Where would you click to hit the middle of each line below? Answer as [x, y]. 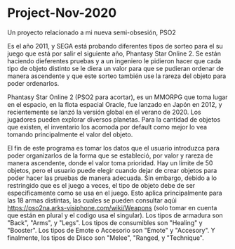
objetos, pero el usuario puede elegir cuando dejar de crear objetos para [112, 170]
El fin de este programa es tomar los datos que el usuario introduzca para [113, 148]
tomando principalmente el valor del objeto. [70, 134]
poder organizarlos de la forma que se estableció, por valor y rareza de [110, 155]
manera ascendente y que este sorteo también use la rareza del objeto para [117, 76]
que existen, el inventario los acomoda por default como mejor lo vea [107, 127]
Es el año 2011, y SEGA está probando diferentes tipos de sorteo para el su [115, 46]
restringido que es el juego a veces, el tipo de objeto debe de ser [101, 185]
